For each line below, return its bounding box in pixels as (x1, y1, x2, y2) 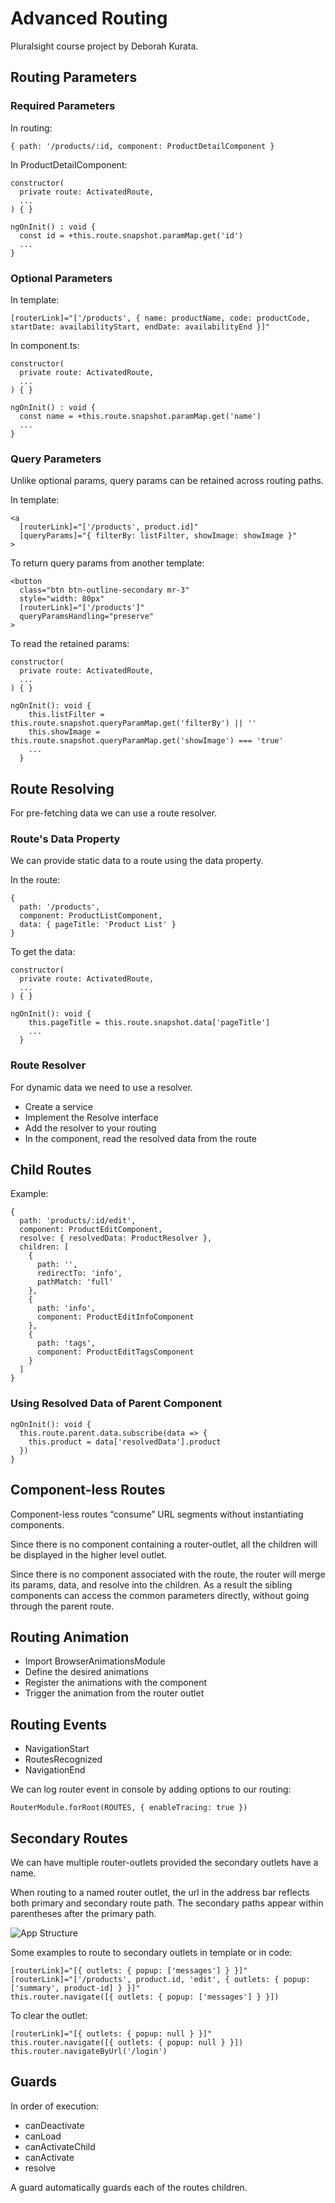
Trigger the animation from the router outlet (24, 1687, 205, 1699)
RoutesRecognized (24, 1753, 103, 1766)
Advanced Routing (10, 7, 168, 30)
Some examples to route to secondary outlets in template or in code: (10, 1946, 293, 1958)
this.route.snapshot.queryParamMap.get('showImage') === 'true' (10, 736, 284, 746)
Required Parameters (10, 99, 116, 113)
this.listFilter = (28, 710, 105, 720)
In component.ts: (10, 339, 80, 351)
